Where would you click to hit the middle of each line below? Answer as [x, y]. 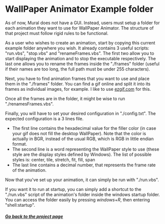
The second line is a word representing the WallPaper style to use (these [86, 149]
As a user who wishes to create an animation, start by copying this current [80, 42]
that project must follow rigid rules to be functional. [57, 33]
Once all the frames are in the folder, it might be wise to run [65, 98]
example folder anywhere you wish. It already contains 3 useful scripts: [77, 48]
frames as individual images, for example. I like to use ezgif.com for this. [78, 89]
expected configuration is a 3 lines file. [44, 118]
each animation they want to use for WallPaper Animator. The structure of [79, 28]
